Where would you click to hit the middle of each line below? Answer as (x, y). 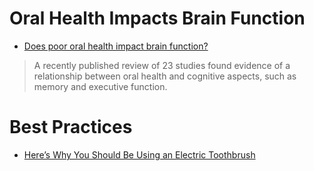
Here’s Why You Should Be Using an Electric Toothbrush (139, 154)
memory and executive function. (100, 86)
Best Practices (71, 127)
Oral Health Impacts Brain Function (157, 18)
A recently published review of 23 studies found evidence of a (162, 65)
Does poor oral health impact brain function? (116, 46)
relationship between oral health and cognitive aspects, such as (165, 76)
